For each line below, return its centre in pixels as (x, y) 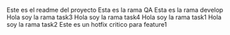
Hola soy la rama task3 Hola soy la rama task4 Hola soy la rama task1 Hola (114, 17)
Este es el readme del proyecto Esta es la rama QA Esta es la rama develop (115, 10)
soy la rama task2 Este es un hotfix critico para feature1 (87, 24)
